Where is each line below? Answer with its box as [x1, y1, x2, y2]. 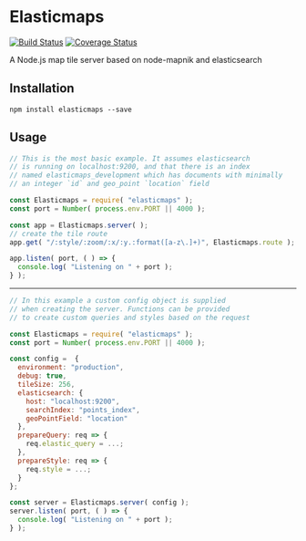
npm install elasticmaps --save [9, 105, 132, 114]
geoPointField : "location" [25, 413, 128, 423]
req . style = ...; [25, 464, 92, 473]
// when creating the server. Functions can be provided [9, 304, 230, 314]
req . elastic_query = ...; [25, 440, 125, 449]
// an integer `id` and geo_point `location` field [9, 180, 209, 189]
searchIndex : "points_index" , [25, 405, 141, 414]
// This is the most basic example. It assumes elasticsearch [9, 153, 250, 163]
